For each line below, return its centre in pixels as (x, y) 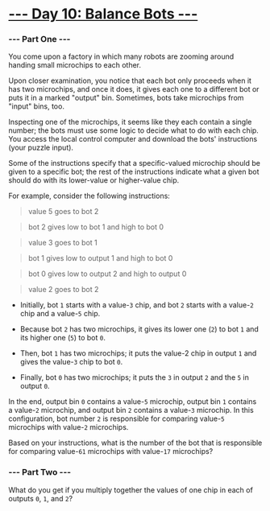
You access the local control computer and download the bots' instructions (133, 139)
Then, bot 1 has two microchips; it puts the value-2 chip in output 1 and (138, 353)
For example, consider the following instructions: (89, 196)
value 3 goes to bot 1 (63, 243)
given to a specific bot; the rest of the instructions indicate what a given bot (134, 172)
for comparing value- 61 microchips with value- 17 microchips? (111, 451)
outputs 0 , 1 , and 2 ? (41, 498)
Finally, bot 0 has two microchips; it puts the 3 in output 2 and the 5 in (135, 377)
